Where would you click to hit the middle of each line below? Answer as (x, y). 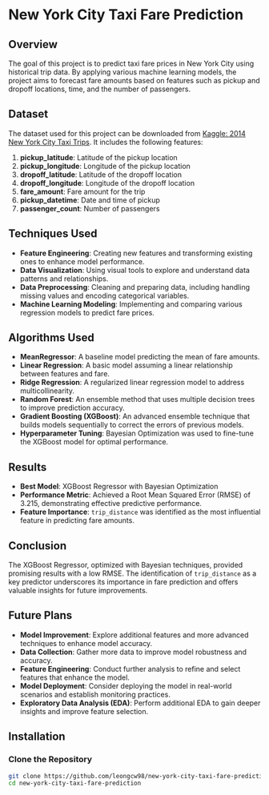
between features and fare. (65, 374)
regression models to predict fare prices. (87, 312)
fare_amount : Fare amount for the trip (82, 191)
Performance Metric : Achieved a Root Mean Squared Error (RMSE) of (135, 495)
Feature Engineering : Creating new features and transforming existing (136, 253)
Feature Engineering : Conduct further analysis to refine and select (130, 669)
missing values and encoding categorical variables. (104, 295)
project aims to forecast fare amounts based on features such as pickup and (134, 80)
